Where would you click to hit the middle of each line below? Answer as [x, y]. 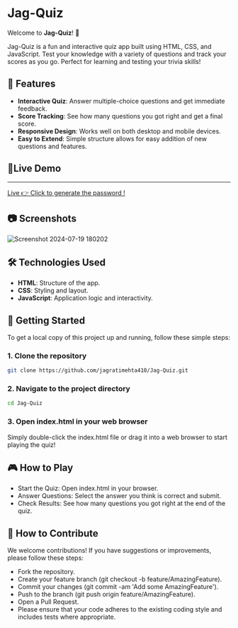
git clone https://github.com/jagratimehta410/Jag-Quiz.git [98, 370]
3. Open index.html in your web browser [78, 422]
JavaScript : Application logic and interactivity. [85, 298]
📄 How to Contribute [53, 533]
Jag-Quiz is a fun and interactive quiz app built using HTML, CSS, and [109, 46]
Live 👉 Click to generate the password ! [66, 192]
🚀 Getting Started [46, 320]
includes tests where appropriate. [67, 617]
